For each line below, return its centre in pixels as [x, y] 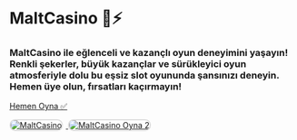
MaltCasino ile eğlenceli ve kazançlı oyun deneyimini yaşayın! [149, 53]
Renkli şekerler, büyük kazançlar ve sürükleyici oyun [128, 64]
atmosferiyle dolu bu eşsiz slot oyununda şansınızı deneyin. [144, 76]
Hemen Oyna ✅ [39, 107]
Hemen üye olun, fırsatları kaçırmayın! [96, 87]
